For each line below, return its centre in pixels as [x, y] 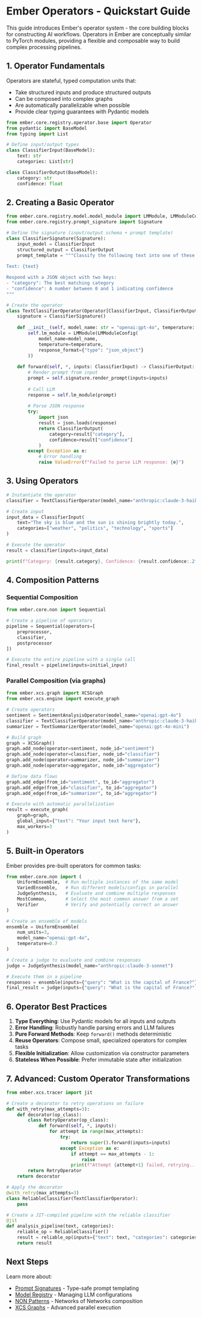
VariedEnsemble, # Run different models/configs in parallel [98, 888]
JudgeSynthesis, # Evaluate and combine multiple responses [96, 894]
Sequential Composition [42, 597]
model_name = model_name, [68, 339]
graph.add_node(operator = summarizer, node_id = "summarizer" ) [83, 760]
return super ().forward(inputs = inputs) [121, 1143]
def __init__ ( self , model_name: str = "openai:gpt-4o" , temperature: [106, 328]
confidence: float [40, 183]
